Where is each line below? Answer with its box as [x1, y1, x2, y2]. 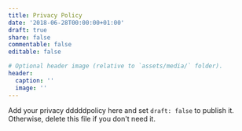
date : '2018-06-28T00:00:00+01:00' [8, 19, 125, 27]
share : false [8, 33, 51, 42]
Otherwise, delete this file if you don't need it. [8, 114, 156, 123]
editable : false [8, 48, 61, 56]
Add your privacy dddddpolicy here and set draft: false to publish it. [8, 105, 234, 115]
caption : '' [15, 76, 55, 85]
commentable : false [8, 41, 72, 49]
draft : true [8, 26, 47, 34]
